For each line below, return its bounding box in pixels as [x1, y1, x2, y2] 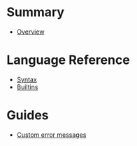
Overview [16, 27, 45, 36]
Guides [6, 107, 50, 124]
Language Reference [6, 52, 130, 68]
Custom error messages [16, 131, 87, 139]
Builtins [16, 82, 38, 91]
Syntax [16, 75, 38, 84]
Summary [6, 4, 64, 20]
